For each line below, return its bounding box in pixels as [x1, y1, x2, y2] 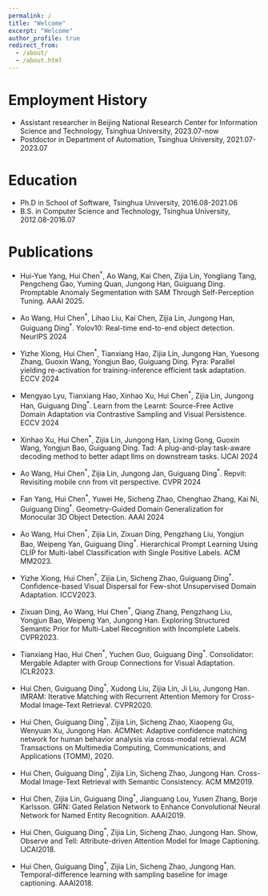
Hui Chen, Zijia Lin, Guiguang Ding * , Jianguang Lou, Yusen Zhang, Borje [19, 792, 258, 803]
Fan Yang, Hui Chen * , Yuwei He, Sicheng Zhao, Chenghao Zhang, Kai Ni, [19, 493, 260, 504]
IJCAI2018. [19, 844, 56, 854]
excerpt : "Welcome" [8, 26, 74, 34]
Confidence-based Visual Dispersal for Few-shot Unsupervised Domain [19, 582, 257, 591]
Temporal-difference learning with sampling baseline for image [19, 870, 228, 879]
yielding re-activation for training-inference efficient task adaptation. [19, 366, 246, 375]
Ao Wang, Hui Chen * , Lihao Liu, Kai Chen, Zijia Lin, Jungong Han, [19, 312, 235, 322]
